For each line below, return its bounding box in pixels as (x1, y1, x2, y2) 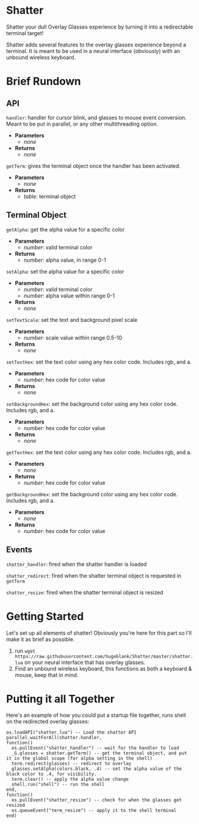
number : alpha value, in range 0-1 (23, 256, 106, 264)
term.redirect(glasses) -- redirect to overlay (11, 761, 132, 767)
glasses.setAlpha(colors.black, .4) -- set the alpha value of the (11, 766, 182, 772)
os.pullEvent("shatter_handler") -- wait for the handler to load (11, 745, 179, 751)
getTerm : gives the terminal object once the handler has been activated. (6, 162, 181, 170)
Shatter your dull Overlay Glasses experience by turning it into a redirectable (6, 23, 193, 30)
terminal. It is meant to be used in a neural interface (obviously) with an (6, 47, 180, 54)
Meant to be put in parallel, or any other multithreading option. (6, 120, 159, 127)
